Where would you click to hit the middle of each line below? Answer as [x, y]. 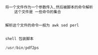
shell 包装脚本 [19, 38]
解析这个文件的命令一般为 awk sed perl [42, 25]
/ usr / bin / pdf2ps [22, 47]
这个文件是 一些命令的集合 [38, 12]
